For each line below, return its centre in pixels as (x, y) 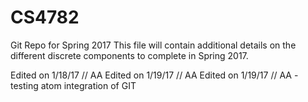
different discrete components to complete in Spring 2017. (129, 55)
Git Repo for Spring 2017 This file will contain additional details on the (153, 45)
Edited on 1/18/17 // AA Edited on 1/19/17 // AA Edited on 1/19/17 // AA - (154, 75)
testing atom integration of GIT (73, 85)
